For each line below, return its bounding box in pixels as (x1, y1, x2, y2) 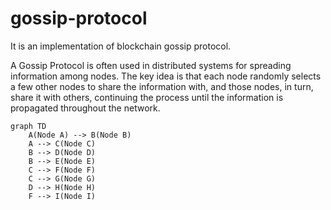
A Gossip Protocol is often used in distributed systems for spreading (10, 59, 292, 71)
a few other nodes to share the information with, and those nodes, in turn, (10, 80, 314, 92)
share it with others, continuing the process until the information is (10, 91, 284, 103)
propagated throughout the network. (10, 102, 161, 114)
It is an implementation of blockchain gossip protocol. (10, 40, 232, 52)
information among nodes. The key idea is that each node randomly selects (10, 70, 322, 82)
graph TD (10, 121, 47, 131)
